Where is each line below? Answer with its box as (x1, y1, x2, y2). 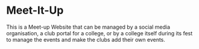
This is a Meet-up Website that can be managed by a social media (6, 23, 171, 30)
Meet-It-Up (6, 4, 64, 17)
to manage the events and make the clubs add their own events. (6, 36, 166, 43)
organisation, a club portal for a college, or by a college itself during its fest (6, 29, 193, 36)
